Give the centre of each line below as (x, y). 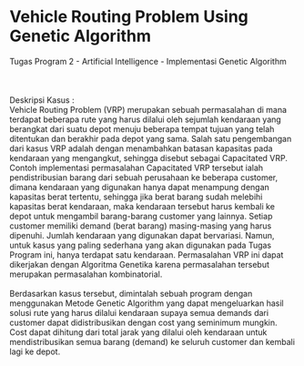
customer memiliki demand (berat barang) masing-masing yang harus (141, 226)
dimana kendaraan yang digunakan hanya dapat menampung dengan (140, 187)
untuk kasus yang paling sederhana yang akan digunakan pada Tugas (141, 245)
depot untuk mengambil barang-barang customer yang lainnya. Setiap (141, 216)
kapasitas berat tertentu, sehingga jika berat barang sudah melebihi (136, 197)
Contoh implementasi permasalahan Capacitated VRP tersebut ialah (137, 168)
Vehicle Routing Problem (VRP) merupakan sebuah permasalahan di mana (148, 109)
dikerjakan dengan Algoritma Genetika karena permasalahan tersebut (140, 264)
